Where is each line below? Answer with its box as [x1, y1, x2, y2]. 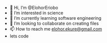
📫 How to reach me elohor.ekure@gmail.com [9, 26, 102, 32]
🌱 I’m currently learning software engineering [9, 15, 102, 21]
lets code [9, 33, 29, 39]
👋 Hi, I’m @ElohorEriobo [9, 5, 58, 10]
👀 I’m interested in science [9, 10, 64, 16]
